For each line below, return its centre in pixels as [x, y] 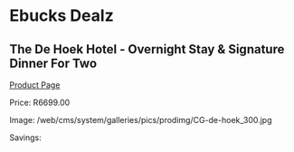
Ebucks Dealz [62, 16]
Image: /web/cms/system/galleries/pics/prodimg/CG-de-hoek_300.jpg [141, 120]
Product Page [35, 85]
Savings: [26, 138]
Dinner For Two [53, 63]
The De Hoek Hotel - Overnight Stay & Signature [147, 49]
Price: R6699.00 [40, 102]
